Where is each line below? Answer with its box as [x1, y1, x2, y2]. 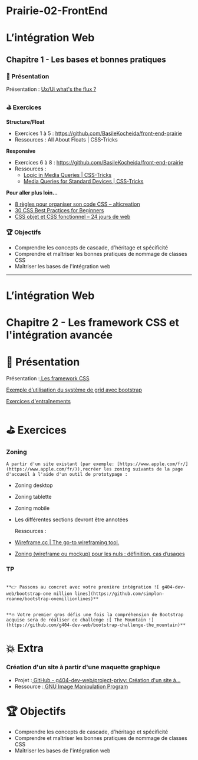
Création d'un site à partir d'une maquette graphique [6, 663, 160, 672]
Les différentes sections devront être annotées [14, 516, 128, 523]
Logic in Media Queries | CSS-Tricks [23, 172, 112, 179]
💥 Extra [6, 641, 44, 655]
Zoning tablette [14, 493, 52, 501]
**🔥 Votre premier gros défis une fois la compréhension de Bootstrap [6, 612, 184, 618]
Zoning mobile [14, 505, 50, 512]
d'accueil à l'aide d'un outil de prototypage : [6, 472, 128, 478]
